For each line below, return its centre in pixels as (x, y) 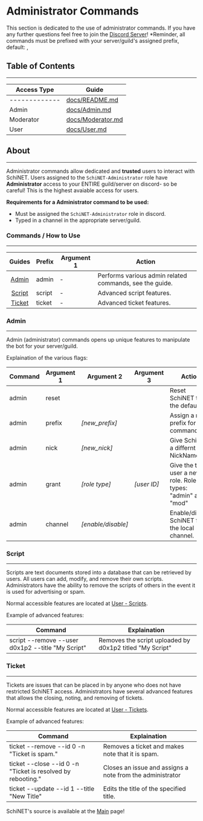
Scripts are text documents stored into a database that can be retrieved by (99, 573)
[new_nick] (97, 448)
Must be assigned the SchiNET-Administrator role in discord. (90, 213)
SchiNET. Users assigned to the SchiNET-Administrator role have (87, 177)
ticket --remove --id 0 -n (47, 746)
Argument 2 (105, 377)
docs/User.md (86, 129)
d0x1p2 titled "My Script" (135, 648)
